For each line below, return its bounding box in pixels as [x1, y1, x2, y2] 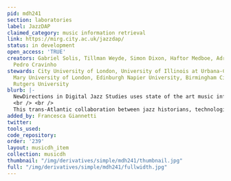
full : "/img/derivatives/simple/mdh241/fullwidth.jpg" [7, 163, 168, 171]
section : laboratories [7, 17, 72, 23]
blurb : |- [7, 87, 36, 94]
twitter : [7, 118, 32, 126]
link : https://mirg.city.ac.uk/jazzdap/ [7, 36, 125, 43]
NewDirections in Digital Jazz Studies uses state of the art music [13, 94, 214, 100]
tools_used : [7, 125, 41, 132]
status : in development [7, 42, 76, 49]
